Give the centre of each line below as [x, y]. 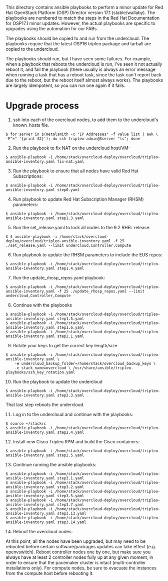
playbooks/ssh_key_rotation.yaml [40, 372]
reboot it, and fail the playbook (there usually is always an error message [80, 69]
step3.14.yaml [72, 522]
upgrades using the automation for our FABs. [52, 29]
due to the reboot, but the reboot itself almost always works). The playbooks [84, 80]
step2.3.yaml [71, 395]
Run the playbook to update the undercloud [58, 381]
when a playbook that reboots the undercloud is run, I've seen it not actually [84, 64]
